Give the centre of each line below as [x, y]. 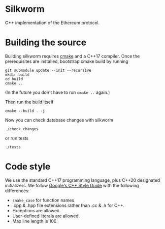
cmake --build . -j [25, 111]
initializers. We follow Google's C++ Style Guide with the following [72, 185]
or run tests [17, 138]
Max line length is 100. [35, 221]
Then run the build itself [29, 102]
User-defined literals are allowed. [46, 216]
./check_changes [22, 129]
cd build [14, 79]
